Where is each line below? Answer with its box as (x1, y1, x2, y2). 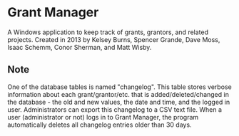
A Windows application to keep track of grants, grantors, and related (7, 28, 209, 36)
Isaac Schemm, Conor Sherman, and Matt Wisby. (7, 43, 152, 51)
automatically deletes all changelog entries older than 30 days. (7, 120, 192, 129)
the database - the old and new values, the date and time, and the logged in (7, 98, 230, 106)
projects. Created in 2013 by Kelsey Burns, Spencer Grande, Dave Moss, (7, 35, 220, 43)
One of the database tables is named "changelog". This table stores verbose (7, 83, 232, 91)
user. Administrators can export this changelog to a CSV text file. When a (7, 105, 223, 114)
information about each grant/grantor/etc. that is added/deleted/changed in (7, 90, 230, 98)
